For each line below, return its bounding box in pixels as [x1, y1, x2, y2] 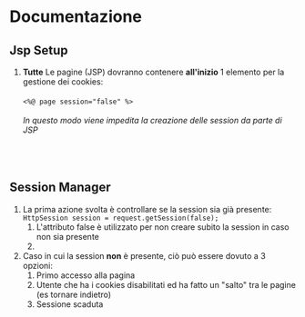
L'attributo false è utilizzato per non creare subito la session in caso [36, 221, 290, 233]
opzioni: [22, 260, 53, 271]
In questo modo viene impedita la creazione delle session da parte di [22, 115, 282, 125]
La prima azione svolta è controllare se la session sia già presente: [22, 203, 272, 214]
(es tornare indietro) [36, 289, 112, 300]
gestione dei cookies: [22, 76, 104, 87]
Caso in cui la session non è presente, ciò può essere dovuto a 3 [22, 250, 266, 261]
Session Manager [9, 180, 111, 195]
